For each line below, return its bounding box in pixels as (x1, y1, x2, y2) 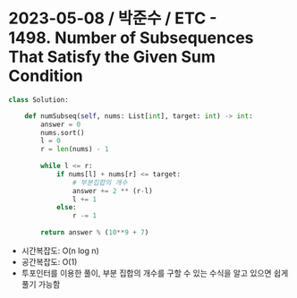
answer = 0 (40, 120, 81, 129)
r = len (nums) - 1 (40, 145, 109, 154)
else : (55, 203, 77, 212)
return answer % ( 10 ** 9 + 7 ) (40, 228, 149, 237)
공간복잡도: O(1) (21, 256, 78, 267)
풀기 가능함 (21, 278, 61, 289)
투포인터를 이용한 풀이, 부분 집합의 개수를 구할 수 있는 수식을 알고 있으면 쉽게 (21, 268, 289, 278)
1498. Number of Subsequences (8, 28, 254, 48)
